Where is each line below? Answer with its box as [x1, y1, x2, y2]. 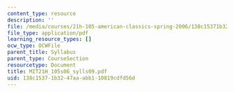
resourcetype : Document [7, 62, 77, 68]
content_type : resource [7, 10, 77, 17]
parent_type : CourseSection [7, 55, 89, 62]
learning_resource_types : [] [7, 36, 92, 43]
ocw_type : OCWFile [7, 42, 61, 49]
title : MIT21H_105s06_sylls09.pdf [7, 68, 108, 75]
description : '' [7, 17, 54, 24]
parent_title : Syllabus [7, 49, 77, 56]
